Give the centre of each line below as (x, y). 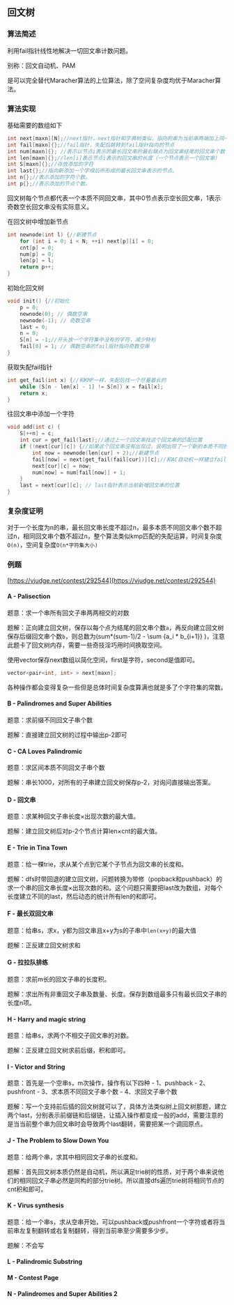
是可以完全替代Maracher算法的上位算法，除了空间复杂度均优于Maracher (111, 80)
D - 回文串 (22, 800)
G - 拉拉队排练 (28, 962)
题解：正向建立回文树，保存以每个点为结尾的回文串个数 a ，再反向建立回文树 (116, 627)
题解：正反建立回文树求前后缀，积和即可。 (68, 1051)
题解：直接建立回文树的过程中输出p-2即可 (67, 735)
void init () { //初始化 (39, 301)
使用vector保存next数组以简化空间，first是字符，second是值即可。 (103, 659)
